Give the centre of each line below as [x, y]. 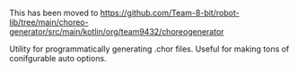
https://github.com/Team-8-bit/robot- [170, 13]
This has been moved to [54, 13]
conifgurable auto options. [58, 58]
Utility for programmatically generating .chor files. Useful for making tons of [149, 49]
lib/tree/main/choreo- [49, 22]
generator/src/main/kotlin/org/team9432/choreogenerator [117, 32]
